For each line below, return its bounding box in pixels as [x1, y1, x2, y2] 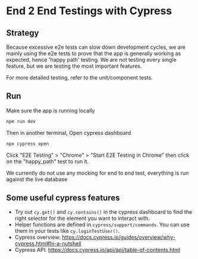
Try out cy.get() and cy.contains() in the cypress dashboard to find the [14, 209, 192, 216]
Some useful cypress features [6, 192, 120, 203]
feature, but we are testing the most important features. [6, 62, 142, 70]
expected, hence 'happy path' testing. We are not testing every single [6, 56, 177, 63]
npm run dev [6, 118, 36, 124]
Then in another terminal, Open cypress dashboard [6, 129, 131, 136]
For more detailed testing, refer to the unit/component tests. [6, 74, 153, 81]
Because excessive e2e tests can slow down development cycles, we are [6, 43, 186, 50]
